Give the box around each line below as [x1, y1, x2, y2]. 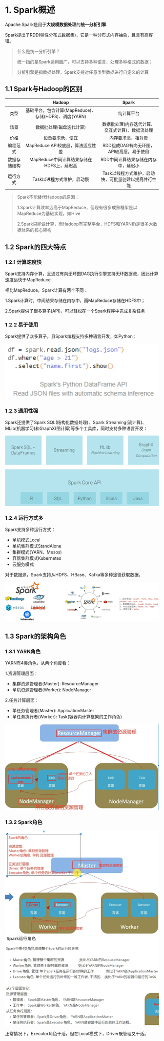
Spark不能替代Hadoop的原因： [17, 194, 80, 200]
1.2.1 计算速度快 [5, 258, 42, 265]
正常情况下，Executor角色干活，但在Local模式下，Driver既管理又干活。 [5, 1031, 149, 1037]
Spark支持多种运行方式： [5, 527, 56, 532]
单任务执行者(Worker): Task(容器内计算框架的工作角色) [12, 714, 122, 720]
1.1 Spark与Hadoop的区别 [5, 85, 82, 93]
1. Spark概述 [5, 4, 55, 16]
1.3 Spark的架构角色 [5, 632, 66, 640]
